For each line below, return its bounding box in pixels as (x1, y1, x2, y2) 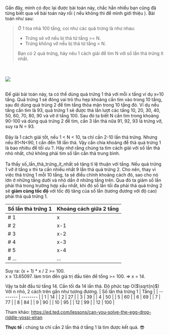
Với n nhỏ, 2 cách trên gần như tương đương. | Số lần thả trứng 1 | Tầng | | (5, 288, 158, 295)
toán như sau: (5, 16, 34, 21)
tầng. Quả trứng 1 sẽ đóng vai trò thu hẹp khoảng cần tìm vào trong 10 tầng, (5, 97, 162, 102)
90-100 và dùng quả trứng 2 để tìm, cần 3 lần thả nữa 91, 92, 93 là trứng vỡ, (5, 118, 163, 124)
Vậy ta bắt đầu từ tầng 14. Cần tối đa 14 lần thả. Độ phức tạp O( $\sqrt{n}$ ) (5, 283, 160, 289)
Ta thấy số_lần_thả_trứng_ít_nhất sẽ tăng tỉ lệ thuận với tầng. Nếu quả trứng (5, 161, 161, 167)
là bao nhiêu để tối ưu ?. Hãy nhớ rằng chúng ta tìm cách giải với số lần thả (5, 145, 160, 151)
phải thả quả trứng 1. (5, 193, 48, 199)
